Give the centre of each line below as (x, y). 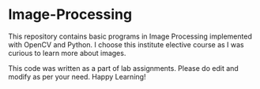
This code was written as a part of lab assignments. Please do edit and (123, 68)
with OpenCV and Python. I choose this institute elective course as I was (126, 44)
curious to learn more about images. (67, 53)
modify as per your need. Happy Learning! (77, 76)
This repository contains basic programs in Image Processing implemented (130, 36)
